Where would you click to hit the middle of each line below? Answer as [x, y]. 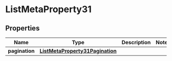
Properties [23, 28]
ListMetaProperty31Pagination [78, 51]
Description [136, 42]
